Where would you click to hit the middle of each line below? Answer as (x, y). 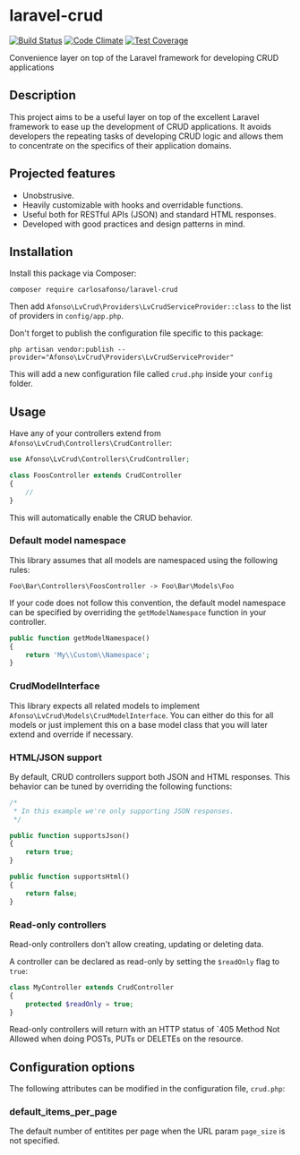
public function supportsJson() (69, 835)
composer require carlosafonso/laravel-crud (94, 290)
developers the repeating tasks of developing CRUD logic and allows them (146, 136)
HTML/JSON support (56, 757)
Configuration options (73, 1067)
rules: (20, 569)
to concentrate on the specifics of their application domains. (120, 145)
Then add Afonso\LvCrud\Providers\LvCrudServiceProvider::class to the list (150, 306)
